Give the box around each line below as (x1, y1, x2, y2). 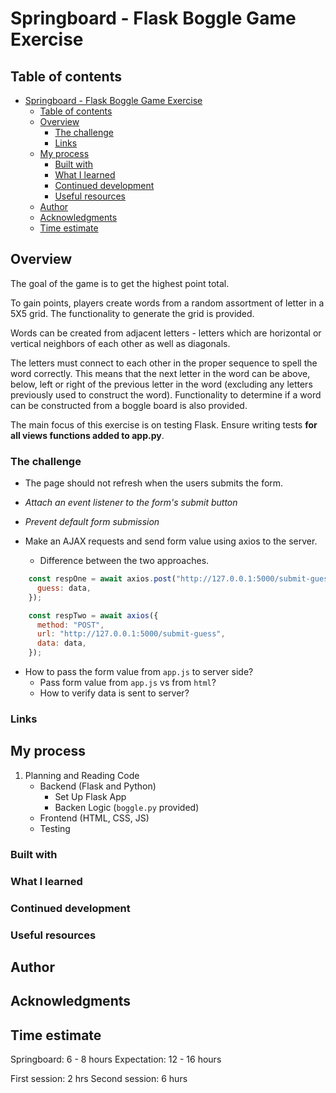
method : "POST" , (36, 620, 105, 630)
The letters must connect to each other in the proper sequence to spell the (10, 357, 318, 369)
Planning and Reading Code (24, 769, 140, 781)
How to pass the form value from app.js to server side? (24, 666, 254, 678)
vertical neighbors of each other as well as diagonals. (10, 337, 231, 349)
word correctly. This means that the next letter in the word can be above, (10, 367, 311, 379)
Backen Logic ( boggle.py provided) (54, 801, 200, 813)
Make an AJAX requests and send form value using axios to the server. (24, 535, 318, 547)
